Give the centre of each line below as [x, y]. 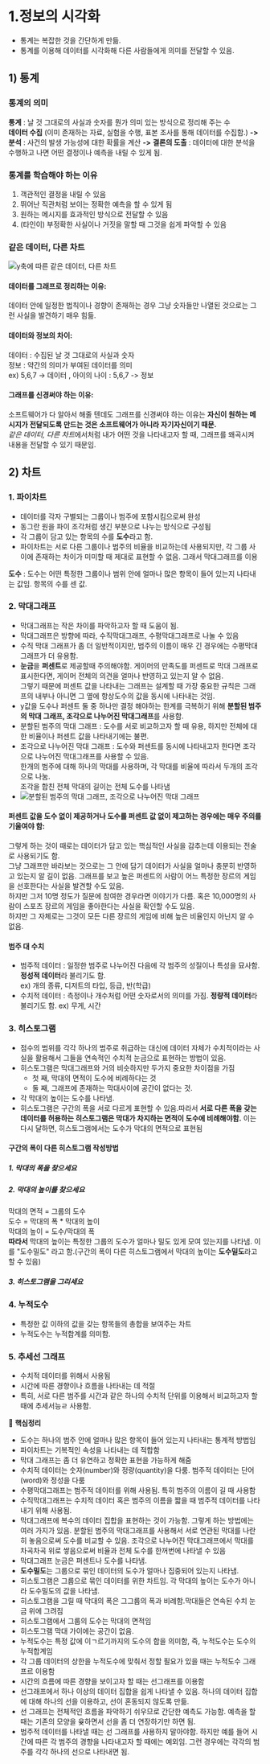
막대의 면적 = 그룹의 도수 [47, 1211]
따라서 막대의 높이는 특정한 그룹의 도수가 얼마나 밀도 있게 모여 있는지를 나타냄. [131, 1242]
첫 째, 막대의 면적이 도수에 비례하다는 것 [94, 1078]
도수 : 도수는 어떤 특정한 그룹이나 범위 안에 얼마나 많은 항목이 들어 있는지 [122, 574]
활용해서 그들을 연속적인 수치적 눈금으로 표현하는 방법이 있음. [131, 1058]
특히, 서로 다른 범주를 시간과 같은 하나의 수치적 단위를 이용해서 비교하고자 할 [139, 1396]
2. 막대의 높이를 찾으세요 [47, 1190]
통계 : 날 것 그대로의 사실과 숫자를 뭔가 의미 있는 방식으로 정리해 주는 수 [119, 122]
